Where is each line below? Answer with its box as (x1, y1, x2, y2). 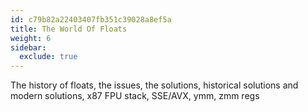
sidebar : (10, 42, 47, 53)
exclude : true (19, 52, 78, 62)
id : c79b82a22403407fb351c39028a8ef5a (10, 14, 172, 25)
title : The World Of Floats (10, 24, 128, 34)
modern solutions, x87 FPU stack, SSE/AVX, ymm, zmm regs (10, 90, 260, 102)
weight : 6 (10, 33, 52, 43)
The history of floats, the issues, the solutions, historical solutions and (10, 79, 299, 91)
